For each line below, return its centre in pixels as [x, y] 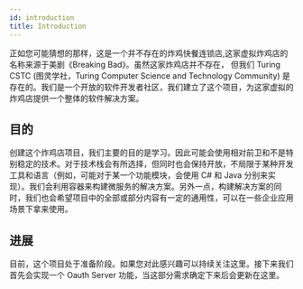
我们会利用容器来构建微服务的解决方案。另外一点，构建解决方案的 [151, 187]
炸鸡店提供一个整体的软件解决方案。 [77, 98]
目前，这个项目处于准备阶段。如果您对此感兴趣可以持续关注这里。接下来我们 [151, 264]
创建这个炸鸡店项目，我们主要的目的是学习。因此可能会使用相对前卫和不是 [147, 153]
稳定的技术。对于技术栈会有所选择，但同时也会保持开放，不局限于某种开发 [155, 164]
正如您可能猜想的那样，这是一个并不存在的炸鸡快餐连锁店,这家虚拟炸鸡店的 [149, 53]
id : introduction [42, 18]
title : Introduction [48, 26]
